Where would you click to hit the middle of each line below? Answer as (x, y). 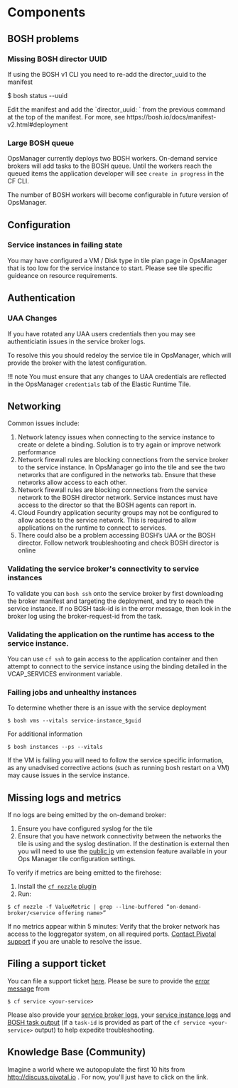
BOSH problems (43, 39)
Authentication (42, 298)
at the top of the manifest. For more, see (66, 117)
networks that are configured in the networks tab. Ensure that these (117, 475)
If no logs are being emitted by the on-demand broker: (87, 815)
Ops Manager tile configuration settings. (77, 859)
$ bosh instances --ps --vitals (55, 747)
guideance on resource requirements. (63, 275)
